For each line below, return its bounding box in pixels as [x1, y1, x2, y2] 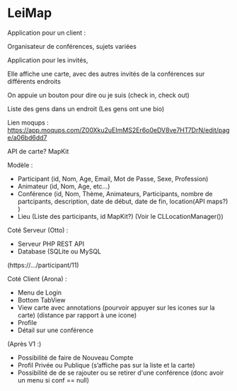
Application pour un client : [7, 28, 86, 37]
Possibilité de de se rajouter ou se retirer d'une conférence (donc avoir [17, 368, 224, 377]
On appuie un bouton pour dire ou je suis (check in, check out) [7, 91, 190, 99]
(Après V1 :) [7, 339, 42, 348]
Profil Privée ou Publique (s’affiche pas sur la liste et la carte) [17, 361, 196, 369]
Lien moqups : [7, 118, 50, 127]
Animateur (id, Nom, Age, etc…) [17, 182, 110, 191]
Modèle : [7, 161, 33, 169]
